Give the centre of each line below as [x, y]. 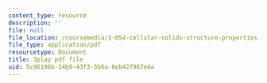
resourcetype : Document [48, 52]
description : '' [35, 23]
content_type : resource [48, 15]
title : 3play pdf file [46, 60]
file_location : [33, 38]
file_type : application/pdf [55, 45]
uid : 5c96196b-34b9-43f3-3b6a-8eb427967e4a [81, 67]
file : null [26, 30]
